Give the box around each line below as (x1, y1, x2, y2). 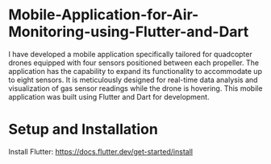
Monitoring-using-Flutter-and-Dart (8, 23, 249, 41)
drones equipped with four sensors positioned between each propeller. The (8, 58, 260, 68)
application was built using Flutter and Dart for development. (8, 92, 210, 101)
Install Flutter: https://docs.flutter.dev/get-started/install (8, 146, 194, 156)
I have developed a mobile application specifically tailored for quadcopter (8, 49, 252, 59)
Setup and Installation (8, 121, 159, 138)
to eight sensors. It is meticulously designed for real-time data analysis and (8, 75, 258, 84)
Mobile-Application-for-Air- (8, 6, 199, 24)
